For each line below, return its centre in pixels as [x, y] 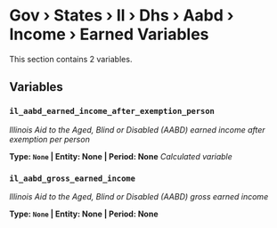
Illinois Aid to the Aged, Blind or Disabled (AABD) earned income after [137, 129]
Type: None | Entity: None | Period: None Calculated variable [121, 156]
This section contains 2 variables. [71, 59]
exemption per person [50, 139]
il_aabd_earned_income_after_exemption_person [112, 111]
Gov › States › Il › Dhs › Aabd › [122, 16]
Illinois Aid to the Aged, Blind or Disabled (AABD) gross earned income [139, 196]
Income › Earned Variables [109, 34]
